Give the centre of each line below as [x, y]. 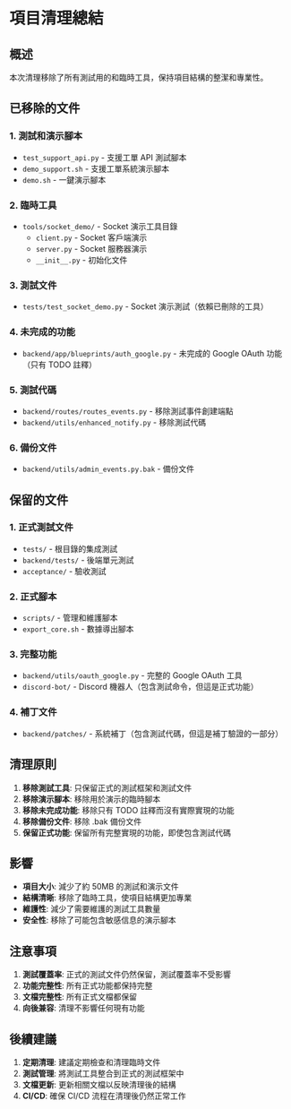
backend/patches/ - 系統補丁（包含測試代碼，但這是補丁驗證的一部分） [153, 733]
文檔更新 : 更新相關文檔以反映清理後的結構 [99, 1084]
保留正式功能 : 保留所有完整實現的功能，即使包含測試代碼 [126, 832]
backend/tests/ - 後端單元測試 [78, 560]
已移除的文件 [45, 108]
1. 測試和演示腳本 [46, 136]
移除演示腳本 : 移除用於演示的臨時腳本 [91, 799]
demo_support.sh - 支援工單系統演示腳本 [96, 168]
